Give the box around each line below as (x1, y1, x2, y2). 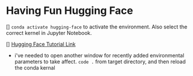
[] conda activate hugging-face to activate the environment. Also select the (6, 23, 188, 30)
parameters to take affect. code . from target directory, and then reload (14, 58, 186, 65)
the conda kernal (14, 64, 55, 71)
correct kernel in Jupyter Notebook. (6, 29, 92, 36)
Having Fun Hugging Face (6, 4, 134, 17)
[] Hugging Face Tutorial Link (6, 41, 76, 48)
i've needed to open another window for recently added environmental (14, 52, 185, 59)
